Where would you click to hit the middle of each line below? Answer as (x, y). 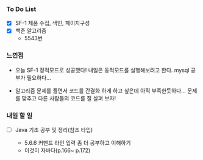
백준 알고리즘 (31, 31)
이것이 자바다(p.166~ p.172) (57, 150)
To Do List (21, 9)
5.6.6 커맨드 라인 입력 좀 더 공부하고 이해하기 (77, 143)
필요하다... (39, 77)
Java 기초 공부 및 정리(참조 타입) (54, 130)
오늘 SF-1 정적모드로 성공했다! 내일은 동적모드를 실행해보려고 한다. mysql (102, 70)
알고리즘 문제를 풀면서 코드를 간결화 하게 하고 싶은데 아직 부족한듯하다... (100, 91)
